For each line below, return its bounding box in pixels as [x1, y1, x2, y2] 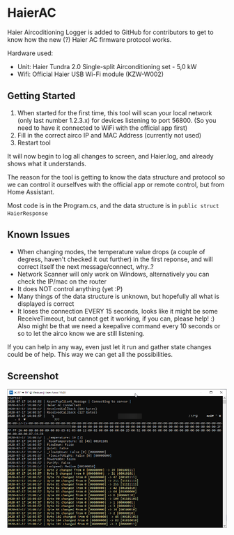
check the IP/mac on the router [17, 277, 107, 286]
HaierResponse [7, 210, 49, 217]
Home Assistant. [7, 187, 54, 196]
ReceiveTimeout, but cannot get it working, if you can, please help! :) [17, 314, 215, 323]
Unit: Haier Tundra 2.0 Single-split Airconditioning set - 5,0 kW [17, 62, 197, 71]
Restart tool [17, 138, 51, 147]
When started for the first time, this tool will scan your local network [17, 108, 212, 117]
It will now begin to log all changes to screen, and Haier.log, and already [7, 152, 214, 160]
